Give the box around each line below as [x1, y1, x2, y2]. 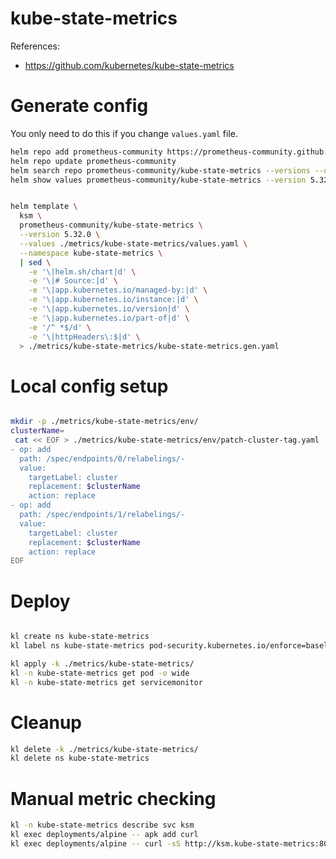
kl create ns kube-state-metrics [10, 632, 150, 642]
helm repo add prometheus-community [10, 147, 163, 157]
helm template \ [10, 202, 78, 212]
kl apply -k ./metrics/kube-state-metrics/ [10, 659, 195, 669]
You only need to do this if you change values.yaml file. [10, 127, 238, 139]
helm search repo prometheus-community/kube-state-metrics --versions [10, 165, 311, 176]
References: [10, 40, 60, 52]
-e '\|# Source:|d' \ [28, 276, 118, 286]
